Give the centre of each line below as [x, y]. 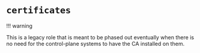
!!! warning [20, 26]
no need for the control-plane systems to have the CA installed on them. [95, 43]
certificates [38, 10]
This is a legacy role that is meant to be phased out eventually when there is [100, 37]
